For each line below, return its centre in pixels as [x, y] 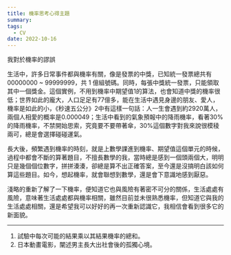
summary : [20, 20]
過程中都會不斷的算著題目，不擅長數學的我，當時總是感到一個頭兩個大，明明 [115, 157]
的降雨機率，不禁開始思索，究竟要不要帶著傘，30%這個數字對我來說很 [107, 126]
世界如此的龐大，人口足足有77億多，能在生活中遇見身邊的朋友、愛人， [119, 100]
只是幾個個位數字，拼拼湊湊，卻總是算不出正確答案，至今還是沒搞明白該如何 [115, 166]
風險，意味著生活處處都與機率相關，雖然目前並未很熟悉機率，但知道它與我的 [115, 198]
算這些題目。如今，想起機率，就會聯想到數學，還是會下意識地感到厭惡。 [109, 175]
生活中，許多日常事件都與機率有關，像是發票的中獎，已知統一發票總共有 [109, 74]
